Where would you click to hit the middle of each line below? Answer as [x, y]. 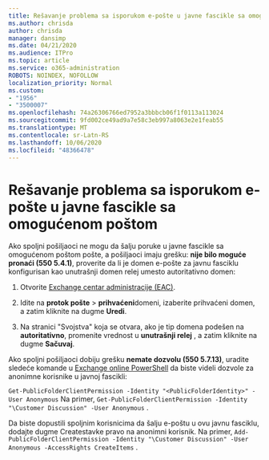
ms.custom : [26, 90]
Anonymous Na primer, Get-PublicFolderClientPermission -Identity [137, 399]
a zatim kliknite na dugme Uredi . [73, 311]
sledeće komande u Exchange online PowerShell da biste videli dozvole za [131, 368]
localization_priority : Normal [60, 83]
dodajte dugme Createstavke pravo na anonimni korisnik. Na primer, [120, 432]
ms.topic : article [39, 61]
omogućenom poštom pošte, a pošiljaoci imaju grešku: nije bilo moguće [127, 254]
